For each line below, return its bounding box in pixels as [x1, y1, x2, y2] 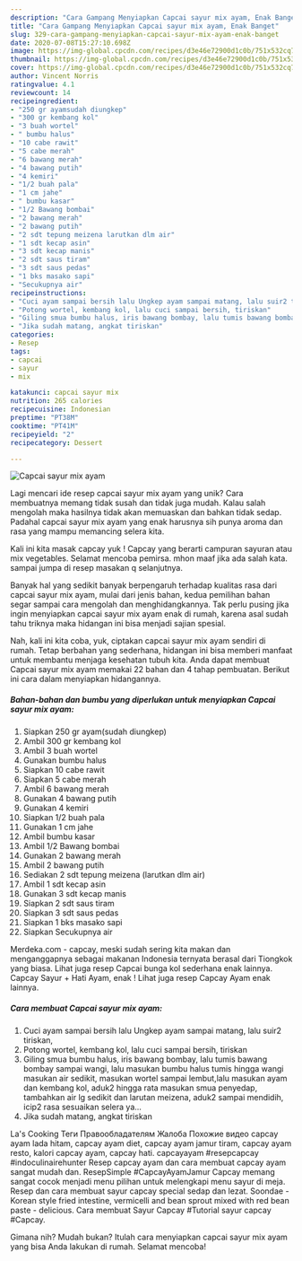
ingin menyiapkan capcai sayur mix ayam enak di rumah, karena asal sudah [10, 609, 289, 619]
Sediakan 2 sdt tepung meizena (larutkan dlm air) [22, 870, 205, 880]
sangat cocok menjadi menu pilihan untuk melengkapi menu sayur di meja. [10, 1177, 286, 1187]
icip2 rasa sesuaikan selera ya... [22, 1101, 142, 1113]
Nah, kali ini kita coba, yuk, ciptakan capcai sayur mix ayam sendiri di [10, 635, 266, 646]
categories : [10, 330, 55, 339]
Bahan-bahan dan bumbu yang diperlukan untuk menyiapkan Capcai [10, 694, 276, 705]
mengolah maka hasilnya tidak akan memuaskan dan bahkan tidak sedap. [10, 507, 282, 518]
